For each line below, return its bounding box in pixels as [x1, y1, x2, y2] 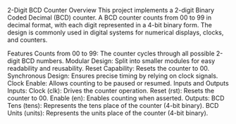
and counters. [7, 36, 48, 44]
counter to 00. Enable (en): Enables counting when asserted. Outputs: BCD [7, 94, 225, 102]
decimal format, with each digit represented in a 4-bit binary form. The [7, 21, 213, 29]
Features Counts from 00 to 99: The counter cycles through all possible [7, 49, 215, 57]
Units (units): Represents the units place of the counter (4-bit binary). [7, 109, 209, 117]
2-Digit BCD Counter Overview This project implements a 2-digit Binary [7, 6, 215, 14]
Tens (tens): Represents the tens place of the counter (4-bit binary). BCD [7, 102, 219, 109]
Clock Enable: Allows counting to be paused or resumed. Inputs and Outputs [7, 79, 229, 87]
